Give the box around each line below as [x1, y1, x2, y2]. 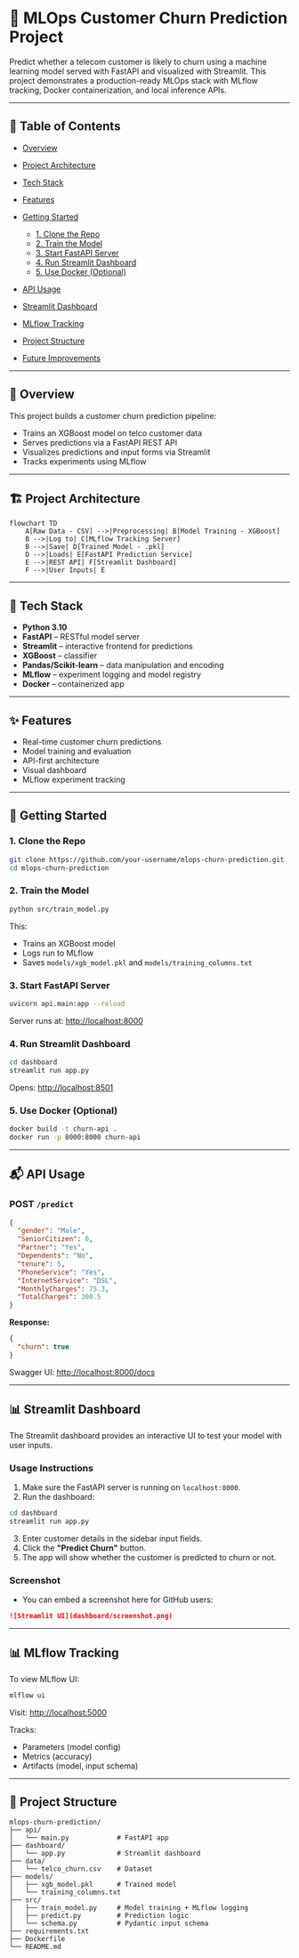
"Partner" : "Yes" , [17, 1243, 86, 1253]
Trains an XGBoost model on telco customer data [21, 427, 203, 439]
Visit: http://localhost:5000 [9, 1707, 108, 1718]
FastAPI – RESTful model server [21, 632, 141, 642]
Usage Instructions [9, 1462, 93, 1474]
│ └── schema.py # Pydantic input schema [9, 1919, 209, 1929]
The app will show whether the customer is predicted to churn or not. [21, 1551, 277, 1562]
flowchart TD [9, 520, 58, 528]
